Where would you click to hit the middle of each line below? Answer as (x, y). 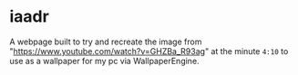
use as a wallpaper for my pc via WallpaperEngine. (104, 61)
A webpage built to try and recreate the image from (106, 42)
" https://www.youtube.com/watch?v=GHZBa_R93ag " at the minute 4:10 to (149, 51)
